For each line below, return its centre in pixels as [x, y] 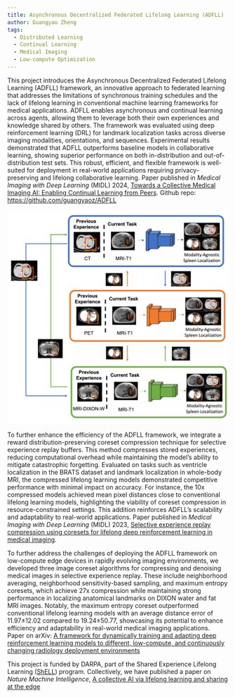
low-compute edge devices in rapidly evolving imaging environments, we [113, 561]
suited [16, 170]
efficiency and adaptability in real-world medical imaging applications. [109, 628]
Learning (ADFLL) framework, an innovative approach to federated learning [116, 87]
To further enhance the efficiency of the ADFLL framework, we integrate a [114, 435]
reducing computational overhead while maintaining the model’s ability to [113, 457]
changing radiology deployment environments [74, 651]
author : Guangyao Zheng [42, 22]
